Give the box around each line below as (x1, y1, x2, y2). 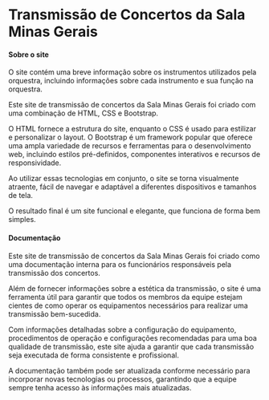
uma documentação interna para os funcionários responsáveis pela (8, 259, 231, 269)
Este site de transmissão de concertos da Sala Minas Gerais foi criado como (8, 251, 260, 261)
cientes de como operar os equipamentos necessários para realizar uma (8, 301, 249, 310)
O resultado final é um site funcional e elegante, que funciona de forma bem (8, 206, 261, 216)
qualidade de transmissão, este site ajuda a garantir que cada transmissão (8, 341, 255, 351)
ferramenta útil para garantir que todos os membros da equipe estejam (8, 292, 243, 301)
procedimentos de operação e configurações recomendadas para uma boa (8, 333, 257, 342)
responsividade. (8, 158, 62, 168)
